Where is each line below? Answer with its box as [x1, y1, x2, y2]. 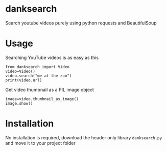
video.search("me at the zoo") [5, 73, 72, 78]
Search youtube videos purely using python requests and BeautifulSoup [5, 20, 157, 26]
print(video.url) [5, 77, 42, 83]
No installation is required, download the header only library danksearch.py [5, 134, 162, 140]
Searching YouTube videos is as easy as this [5, 54, 99, 61]
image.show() [5, 101, 33, 106]
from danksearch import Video [5, 64, 70, 69]
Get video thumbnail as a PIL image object [5, 86, 94, 93]
